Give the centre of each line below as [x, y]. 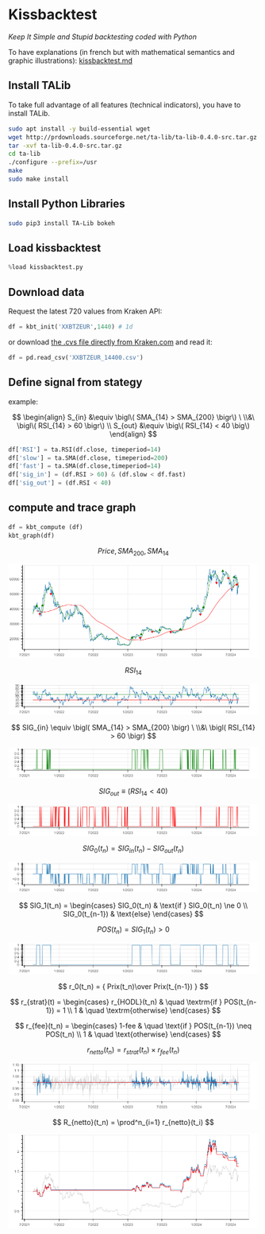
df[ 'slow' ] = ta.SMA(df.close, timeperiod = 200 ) [88, 458]
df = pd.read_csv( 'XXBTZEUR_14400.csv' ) [76, 357]
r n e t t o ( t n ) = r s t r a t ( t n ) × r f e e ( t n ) [133, 1050]
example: [23, 401]
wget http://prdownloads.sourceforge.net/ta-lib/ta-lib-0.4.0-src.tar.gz [133, 137]
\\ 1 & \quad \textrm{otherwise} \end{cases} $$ [144, 1010]
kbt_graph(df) [32, 535]
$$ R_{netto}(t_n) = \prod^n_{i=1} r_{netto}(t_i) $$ [133, 1122]
